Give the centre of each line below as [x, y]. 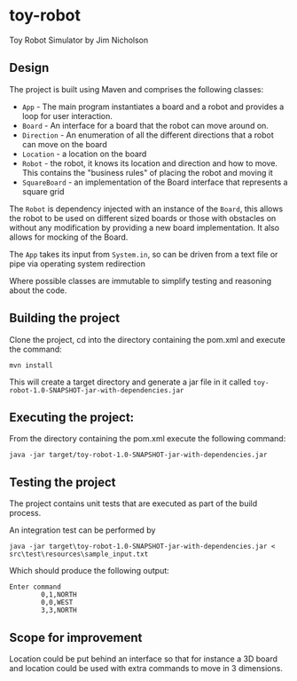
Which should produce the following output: [90, 571]
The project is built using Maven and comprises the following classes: [137, 89]
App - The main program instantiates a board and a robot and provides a [153, 107]
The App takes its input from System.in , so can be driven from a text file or [144, 254]
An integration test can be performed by [82, 530]
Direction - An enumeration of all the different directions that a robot [148, 135]
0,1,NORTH [59, 595]
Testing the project [63, 482]
